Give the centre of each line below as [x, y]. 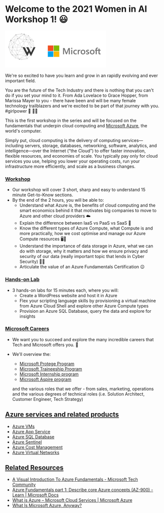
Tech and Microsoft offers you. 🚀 [45, 345]
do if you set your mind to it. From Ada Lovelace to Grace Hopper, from [77, 95]
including [14, 145]
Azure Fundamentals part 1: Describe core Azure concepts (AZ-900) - [82, 490]
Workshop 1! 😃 [36, 19]
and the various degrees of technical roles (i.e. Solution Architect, [78, 394]
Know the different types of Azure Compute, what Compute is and [86, 228]
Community [24, 485]
